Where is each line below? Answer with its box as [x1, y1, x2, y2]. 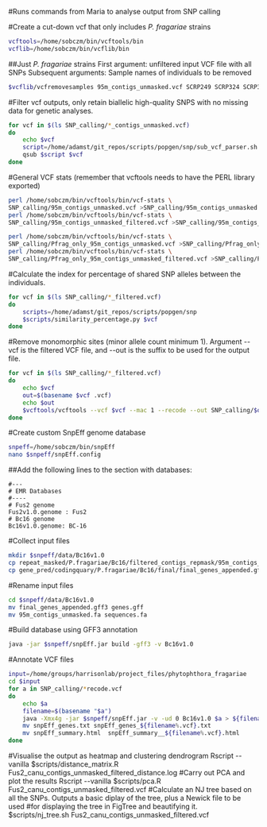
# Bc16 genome [8, 516, 56, 524]
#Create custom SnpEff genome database [8, 428, 146, 438]
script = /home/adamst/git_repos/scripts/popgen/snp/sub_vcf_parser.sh [22, 143, 258, 152]
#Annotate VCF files [8, 655, 74, 664]
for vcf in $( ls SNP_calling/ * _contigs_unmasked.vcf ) [8, 121, 191, 129]
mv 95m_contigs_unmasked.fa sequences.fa [8, 611, 148, 619]
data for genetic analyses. [8, 106, 94, 115]
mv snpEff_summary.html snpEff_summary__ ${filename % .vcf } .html [22, 729, 240, 737]
